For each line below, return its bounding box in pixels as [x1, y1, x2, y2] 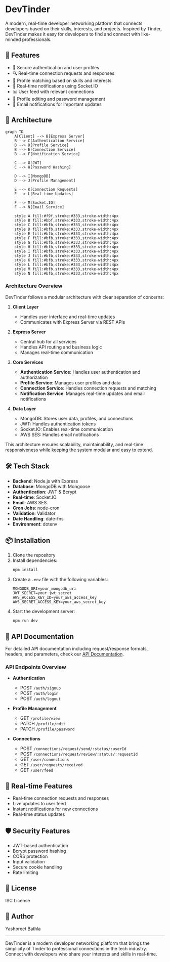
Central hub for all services [20, 338, 77, 344]
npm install [12, 567, 38, 573]
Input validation [12, 858, 45, 864]
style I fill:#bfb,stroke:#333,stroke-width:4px [14, 249, 119, 254]
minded [5, 36, 21, 42]
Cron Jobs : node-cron [12, 505, 60, 511]
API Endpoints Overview [5, 664, 67, 671]
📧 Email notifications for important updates [12, 101, 102, 107]
